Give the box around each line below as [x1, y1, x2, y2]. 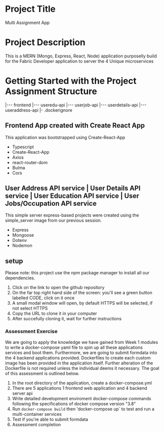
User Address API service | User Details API [5, 184, 141, 192]
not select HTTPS [12, 305, 48, 312]
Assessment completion [12, 421, 61, 427]
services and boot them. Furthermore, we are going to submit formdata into [5, 349, 158, 356]
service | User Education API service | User [5, 192, 140, 200]
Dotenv [12, 238, 27, 243]
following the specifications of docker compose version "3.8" [12, 401, 136, 407]
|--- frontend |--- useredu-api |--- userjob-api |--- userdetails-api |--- [5, 102, 147, 108]
